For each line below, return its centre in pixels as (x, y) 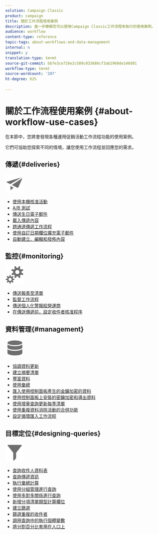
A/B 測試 (21, 208)
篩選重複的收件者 (30, 514)
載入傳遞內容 (25, 220)
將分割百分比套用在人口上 (39, 527)
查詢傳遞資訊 (25, 477)
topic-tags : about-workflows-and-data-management (58, 42)
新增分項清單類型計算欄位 (39, 502)
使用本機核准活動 (30, 201)
